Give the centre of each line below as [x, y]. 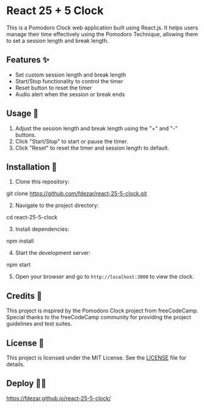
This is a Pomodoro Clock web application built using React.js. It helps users [102, 28]
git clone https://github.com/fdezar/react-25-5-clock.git [77, 194]
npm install [20, 241]
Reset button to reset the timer [53, 88]
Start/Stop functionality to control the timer [69, 81]
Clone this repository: [42, 182]
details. [16, 364]
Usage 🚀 [22, 114]
